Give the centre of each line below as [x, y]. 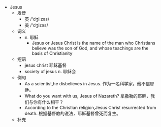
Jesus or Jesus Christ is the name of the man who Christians [94, 43]
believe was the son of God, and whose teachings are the [90, 48]
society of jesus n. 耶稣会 [50, 71]
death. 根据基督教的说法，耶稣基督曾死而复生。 [72, 113]
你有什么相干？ [48, 102]
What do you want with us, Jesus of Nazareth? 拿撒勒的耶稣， [88, 96]
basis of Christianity [52, 53]
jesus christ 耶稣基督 [45, 65]
